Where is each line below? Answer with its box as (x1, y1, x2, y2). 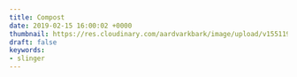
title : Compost (9, 12, 65, 22)
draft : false (9, 37, 57, 47)
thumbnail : (9, 29, 49, 38)
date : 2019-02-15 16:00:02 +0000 (9, 21, 133, 30)
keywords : (9, 46, 46, 55)
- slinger (9, 54, 46, 63)
